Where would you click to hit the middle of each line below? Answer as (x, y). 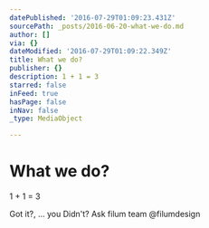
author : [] (30, 34)
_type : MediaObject (46, 119)
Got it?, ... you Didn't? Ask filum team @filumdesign (105, 214)
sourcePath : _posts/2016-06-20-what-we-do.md (96, 26)
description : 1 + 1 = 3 (54, 77)
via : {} (24, 43)
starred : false (38, 85)
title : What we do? (46, 60)
